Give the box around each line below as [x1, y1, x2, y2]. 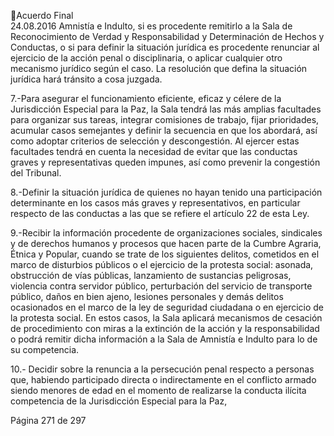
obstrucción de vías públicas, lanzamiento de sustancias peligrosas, [10, 270, 292, 281]
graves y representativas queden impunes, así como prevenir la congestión [10, 156, 321, 168]
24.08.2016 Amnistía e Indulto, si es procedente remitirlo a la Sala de [10, 20, 293, 32]
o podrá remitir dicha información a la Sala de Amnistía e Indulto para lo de [10, 333, 318, 345]
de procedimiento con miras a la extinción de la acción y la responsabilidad [10, 323, 320, 334]
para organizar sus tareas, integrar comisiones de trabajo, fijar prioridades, [10, 114, 320, 125]
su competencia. [10, 344, 80, 355]
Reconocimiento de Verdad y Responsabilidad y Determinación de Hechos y [10, 31, 325, 42]
